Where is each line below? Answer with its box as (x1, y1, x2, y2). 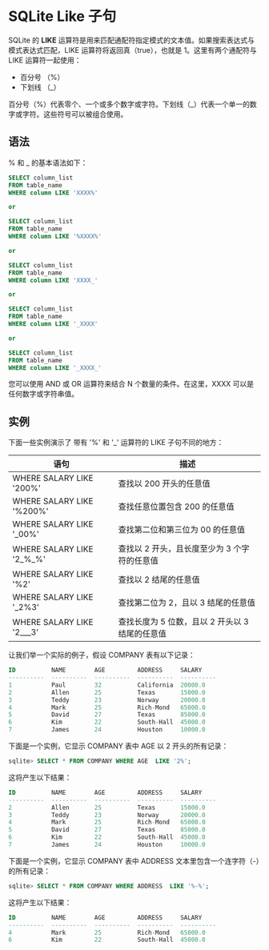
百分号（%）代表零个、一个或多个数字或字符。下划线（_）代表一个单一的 (8, 99, 251, 109)
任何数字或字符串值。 (8, 389, 78, 399)
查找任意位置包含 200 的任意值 (118, 501, 235, 512)
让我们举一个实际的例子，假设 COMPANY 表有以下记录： (8, 650, 196, 660)
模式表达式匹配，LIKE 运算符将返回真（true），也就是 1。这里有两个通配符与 (8, 45, 258, 54)
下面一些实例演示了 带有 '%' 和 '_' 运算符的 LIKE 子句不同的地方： (8, 438, 224, 447)
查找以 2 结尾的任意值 (118, 574, 200, 585)
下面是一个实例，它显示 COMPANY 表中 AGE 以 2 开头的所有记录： (8, 741, 229, 751)
